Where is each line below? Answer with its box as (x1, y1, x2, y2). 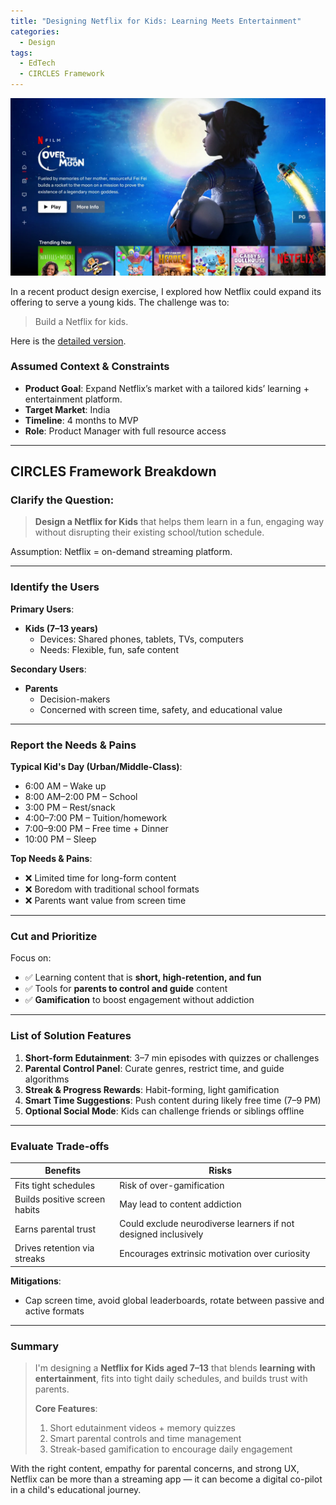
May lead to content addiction (119, 1198, 242, 1210)
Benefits (44, 1165, 82, 1177)
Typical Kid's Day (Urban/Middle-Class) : (10, 761, 183, 773)
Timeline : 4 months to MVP (24, 414, 139, 426)
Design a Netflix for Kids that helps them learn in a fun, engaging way (34, 516, 325, 528)
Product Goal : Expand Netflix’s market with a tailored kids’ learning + (24, 382, 310, 394)
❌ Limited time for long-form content (24, 872, 177, 884)
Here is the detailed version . (10, 335, 127, 347)
